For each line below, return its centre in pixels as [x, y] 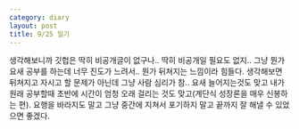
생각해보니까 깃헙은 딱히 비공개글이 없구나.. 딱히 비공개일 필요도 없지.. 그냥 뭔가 [147, 60]
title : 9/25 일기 [39, 34]
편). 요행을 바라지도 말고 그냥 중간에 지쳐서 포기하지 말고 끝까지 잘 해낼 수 [146, 105]
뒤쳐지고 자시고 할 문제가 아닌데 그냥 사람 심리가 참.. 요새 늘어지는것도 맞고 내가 [147, 83]
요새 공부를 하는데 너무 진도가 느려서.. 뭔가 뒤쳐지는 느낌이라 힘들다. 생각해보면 [146, 71]
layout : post [33, 26]
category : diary [39, 17]
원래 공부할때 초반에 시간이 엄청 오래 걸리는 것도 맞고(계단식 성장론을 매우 [137, 93]
